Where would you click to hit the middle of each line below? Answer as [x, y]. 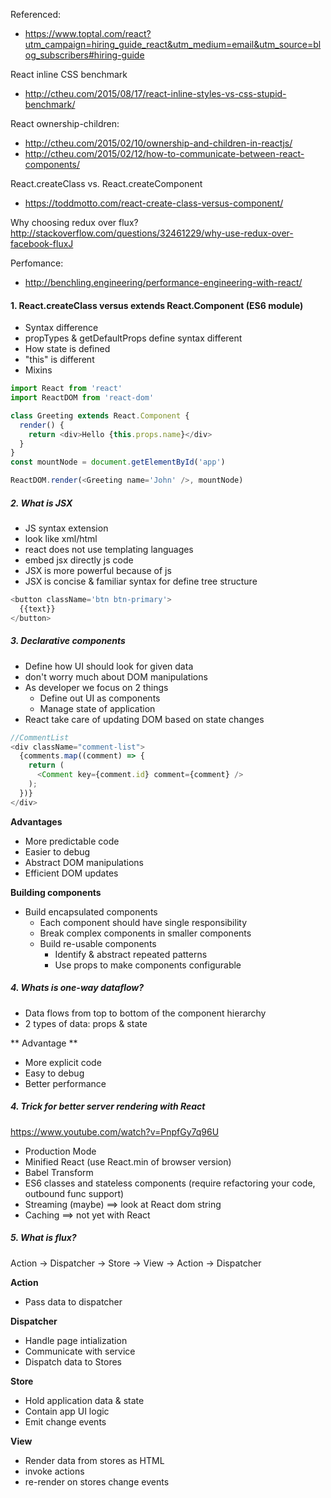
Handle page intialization [76, 1340]
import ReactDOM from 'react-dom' [82, 398]
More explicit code [63, 1062]
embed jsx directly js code [79, 560]
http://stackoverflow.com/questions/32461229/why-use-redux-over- [152, 233]
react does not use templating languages [109, 550]
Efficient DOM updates [71, 873]
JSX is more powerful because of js [98, 571]
